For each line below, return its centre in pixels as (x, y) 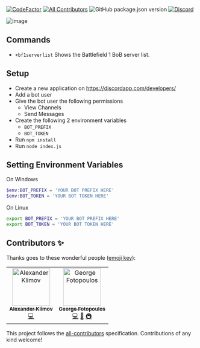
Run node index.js (38, 146)
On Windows (22, 179)
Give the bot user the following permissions (69, 101)
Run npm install (36, 140)
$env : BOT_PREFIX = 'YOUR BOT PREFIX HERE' (60, 190)
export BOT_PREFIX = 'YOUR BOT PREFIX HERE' (63, 219)
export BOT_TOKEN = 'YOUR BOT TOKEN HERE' (60, 224)
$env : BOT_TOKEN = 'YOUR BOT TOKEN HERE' (58, 196)
